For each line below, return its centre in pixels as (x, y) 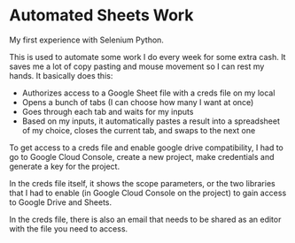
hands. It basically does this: (61, 75)
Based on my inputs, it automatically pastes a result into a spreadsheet (151, 121)
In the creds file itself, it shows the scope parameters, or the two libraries (143, 183)
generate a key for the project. (65, 166)
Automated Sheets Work (101, 15)
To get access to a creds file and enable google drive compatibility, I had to (146, 148)
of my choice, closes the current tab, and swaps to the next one (139, 130)
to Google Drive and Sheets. (61, 202)
